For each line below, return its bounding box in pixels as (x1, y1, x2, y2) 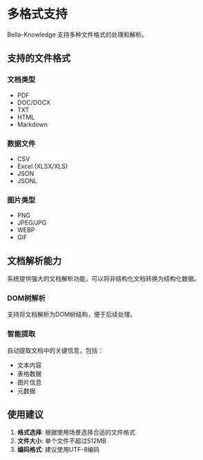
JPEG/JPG (17, 218, 47, 227)
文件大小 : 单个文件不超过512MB (17, 437, 107, 445)
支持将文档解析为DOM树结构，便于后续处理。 (7, 311, 136, 319)
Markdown (17, 120, 48, 128)
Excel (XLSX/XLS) (17, 162, 68, 170)
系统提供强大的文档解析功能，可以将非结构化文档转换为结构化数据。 (7, 275, 200, 283)
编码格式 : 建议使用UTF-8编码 (17, 446, 100, 454)
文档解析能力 (7, 255, 62, 266)
